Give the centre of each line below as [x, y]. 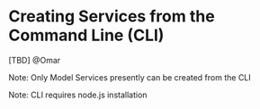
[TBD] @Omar [35, 60]
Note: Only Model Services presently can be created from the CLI [130, 77]
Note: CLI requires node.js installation [78, 95]
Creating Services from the [112, 17]
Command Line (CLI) [86, 35]
